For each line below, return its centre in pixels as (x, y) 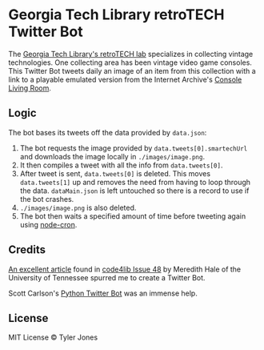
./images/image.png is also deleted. (78, 207)
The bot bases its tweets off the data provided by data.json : (108, 132)
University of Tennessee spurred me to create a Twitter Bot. (107, 277)
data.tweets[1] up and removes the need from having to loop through (135, 182)
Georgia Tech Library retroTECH (116, 15)
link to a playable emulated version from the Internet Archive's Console (125, 79)
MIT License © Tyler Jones (53, 337)
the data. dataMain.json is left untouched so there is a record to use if (134, 191)
